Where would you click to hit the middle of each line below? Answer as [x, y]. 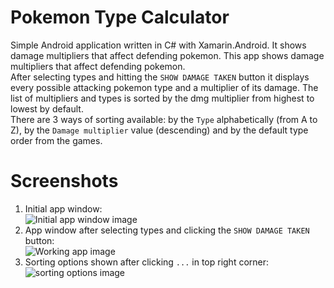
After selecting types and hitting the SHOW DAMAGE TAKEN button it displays [160, 77]
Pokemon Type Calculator [120, 17]
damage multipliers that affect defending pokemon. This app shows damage [167, 55]
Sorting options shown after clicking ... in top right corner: [147, 262]
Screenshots [64, 181]
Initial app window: [63, 208]
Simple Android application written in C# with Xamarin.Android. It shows [158, 45]
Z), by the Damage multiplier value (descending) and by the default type [159, 130]
